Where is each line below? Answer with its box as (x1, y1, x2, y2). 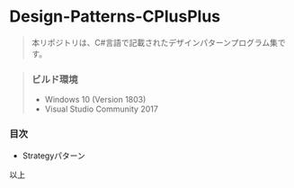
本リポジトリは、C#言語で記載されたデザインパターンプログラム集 (31, 37, 279, 48)
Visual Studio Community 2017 (44, 103, 159, 114)
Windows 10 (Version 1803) (44, 94, 147, 105)
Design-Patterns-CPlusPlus (9, 6, 221, 27)
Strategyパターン (22, 150, 85, 161)
